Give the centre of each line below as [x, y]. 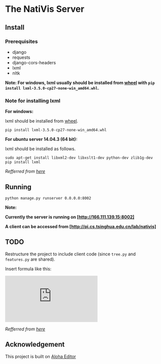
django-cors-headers [34, 62]
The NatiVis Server [45, 9]
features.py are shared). [30, 259]
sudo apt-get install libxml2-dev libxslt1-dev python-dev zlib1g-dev [79, 158]
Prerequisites [21, 41]
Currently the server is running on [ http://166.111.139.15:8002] [70, 217]
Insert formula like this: [28, 269]
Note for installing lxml [33, 101]
